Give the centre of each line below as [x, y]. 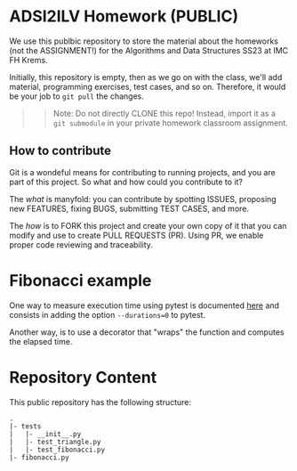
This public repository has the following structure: [100, 402]
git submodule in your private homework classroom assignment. [171, 123]
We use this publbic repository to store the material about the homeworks [144, 41]
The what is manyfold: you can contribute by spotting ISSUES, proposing [143, 199]
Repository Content [83, 377]
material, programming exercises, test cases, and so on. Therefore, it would [148, 86]
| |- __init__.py [45, 434]
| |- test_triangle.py [55, 442]
